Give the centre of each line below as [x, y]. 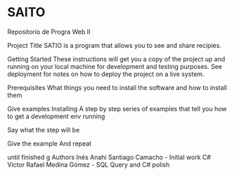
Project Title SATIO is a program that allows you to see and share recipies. [115, 45]
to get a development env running [56, 116]
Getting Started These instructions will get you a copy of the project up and [116, 59]
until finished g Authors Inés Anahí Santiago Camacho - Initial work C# [109, 157]
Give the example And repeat [50, 143]
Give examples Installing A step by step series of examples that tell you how [117, 108]
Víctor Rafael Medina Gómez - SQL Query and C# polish [89, 164]
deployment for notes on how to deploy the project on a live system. [106, 74]
